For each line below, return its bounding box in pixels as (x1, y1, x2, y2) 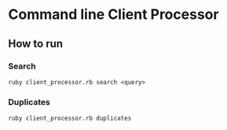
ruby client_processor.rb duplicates (8, 114, 132, 123)
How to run (8, 37, 64, 50)
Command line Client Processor (8, 6, 219, 24)
